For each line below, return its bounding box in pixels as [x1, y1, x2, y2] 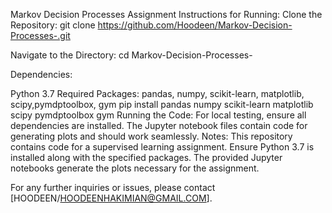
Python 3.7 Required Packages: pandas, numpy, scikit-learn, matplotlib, [10, 88, 305, 99]
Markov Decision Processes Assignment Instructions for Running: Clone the [10, 9, 323, 20]
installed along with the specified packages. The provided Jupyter [10, 152, 283, 163]
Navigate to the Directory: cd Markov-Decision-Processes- [10, 49, 253, 61]
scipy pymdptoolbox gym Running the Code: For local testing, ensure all [10, 109, 307, 121]
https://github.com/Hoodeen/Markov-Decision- [97, 19, 293, 31]
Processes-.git [10, 30, 71, 41]
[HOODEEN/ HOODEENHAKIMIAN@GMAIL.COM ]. [10, 192, 213, 204]
